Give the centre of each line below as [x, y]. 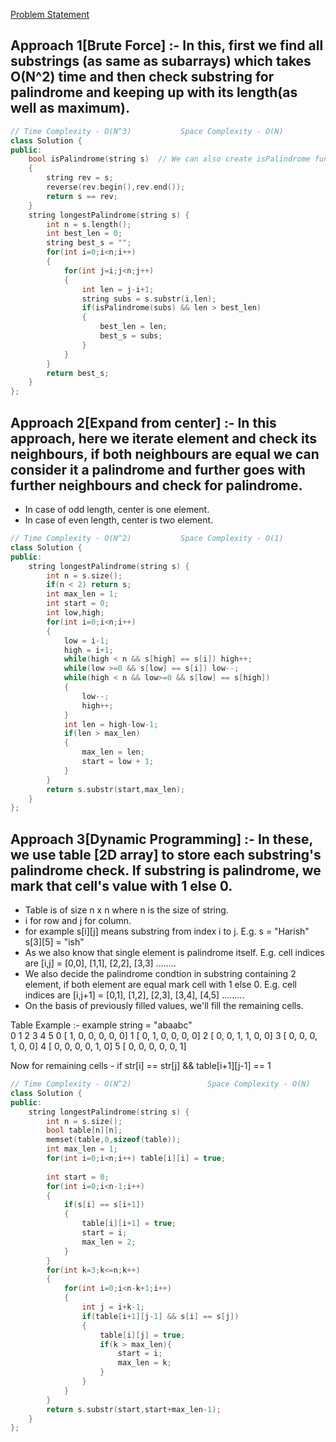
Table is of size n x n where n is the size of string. [126, 910]
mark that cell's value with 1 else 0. [121, 885]
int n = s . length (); [89, 224]
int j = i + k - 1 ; [113, 1307]
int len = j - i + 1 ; [118, 289]
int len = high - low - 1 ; [111, 724]
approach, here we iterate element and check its [164, 438]
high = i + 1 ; [88, 650]
